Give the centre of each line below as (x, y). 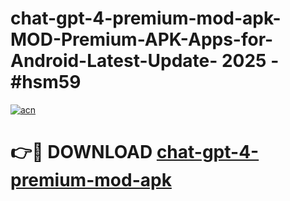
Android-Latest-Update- (114, 61)
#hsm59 (46, 82)
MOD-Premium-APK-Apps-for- (142, 39)
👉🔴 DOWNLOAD (81, 152)
